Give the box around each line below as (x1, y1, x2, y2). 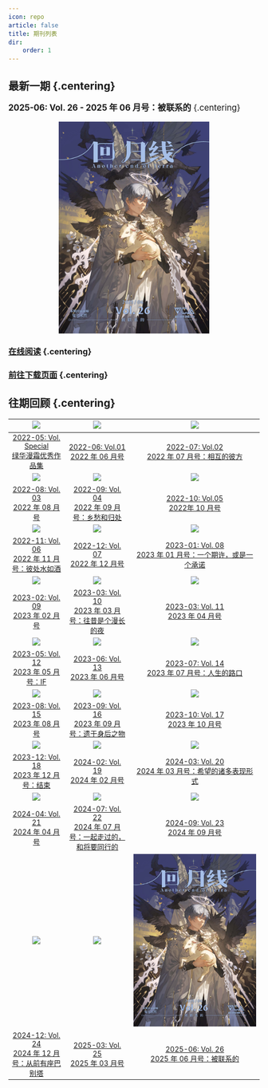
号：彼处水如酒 (11, 564, 61, 574)
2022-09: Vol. (73, 484, 122, 494)
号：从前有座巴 (11, 1058, 61, 1068)
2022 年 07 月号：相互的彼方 (147, 451, 243, 461)
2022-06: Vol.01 (69, 442, 126, 451)
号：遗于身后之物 (69, 728, 126, 738)
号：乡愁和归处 (73, 512, 122, 522)
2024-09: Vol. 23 (165, 818, 225, 828)
